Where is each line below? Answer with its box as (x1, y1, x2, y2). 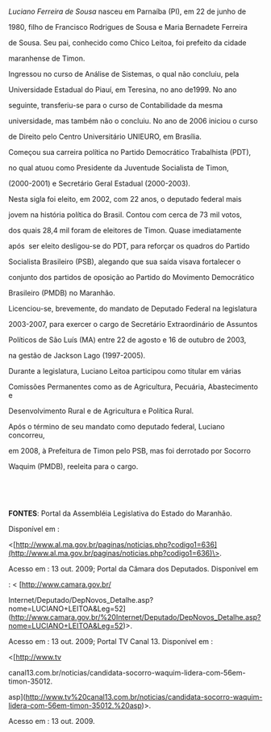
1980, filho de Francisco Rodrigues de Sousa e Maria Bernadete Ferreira (8, 23, 248, 31)
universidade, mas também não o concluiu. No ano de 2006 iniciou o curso (8, 116, 258, 125)
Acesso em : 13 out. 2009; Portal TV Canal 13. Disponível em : (8, 637, 214, 646)
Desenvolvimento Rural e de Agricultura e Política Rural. (8, 406, 194, 416)
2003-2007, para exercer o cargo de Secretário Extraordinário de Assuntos (8, 320, 258, 328)
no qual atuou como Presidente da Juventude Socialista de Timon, (8, 163, 229, 173)
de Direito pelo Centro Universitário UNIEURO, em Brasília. (8, 132, 202, 141)
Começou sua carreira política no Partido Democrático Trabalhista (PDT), (8, 148, 252, 157)
